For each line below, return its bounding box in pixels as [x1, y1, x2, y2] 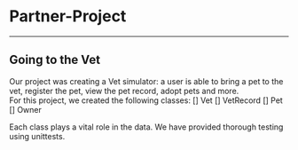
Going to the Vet [9, 52, 100, 67]
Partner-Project [9, 6, 127, 27]
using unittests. [9, 130, 66, 141]
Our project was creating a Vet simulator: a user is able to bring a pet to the [9, 75, 284, 86]
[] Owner [9, 104, 43, 114]
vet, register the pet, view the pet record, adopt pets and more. [9, 85, 239, 96]
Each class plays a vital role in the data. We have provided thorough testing [9, 122, 284, 132]
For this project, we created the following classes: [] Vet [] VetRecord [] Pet [9, 95, 284, 106]
